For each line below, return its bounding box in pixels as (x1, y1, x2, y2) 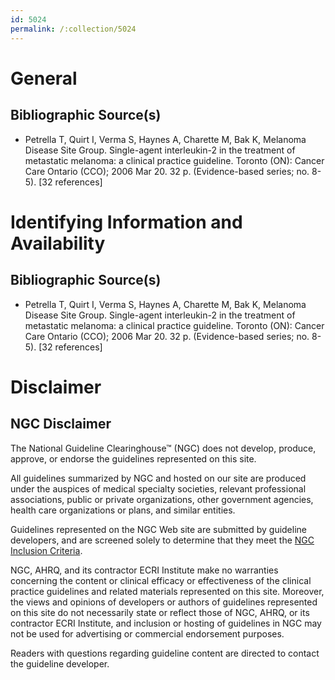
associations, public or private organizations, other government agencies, (10, 493, 314, 505)
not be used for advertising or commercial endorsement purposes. (10, 627, 285, 640)
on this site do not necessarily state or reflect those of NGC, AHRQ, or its (10, 606, 310, 618)
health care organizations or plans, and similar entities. (10, 504, 236, 516)
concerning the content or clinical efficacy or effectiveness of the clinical (10, 574, 312, 586)
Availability (10, 232, 106, 255)
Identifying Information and (10, 211, 243, 233)
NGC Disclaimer (10, 416, 112, 433)
